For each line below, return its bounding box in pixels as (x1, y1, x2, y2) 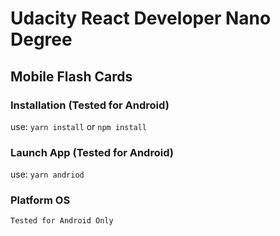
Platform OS (10, 193, 71, 207)
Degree (10, 28, 73, 51)
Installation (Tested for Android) (10, 98, 170, 112)
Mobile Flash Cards (10, 68, 133, 85)
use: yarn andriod (10, 168, 85, 181)
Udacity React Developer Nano (10, 7, 272, 30)
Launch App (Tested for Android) (10, 145, 174, 159)
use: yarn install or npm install (10, 120, 148, 132)
